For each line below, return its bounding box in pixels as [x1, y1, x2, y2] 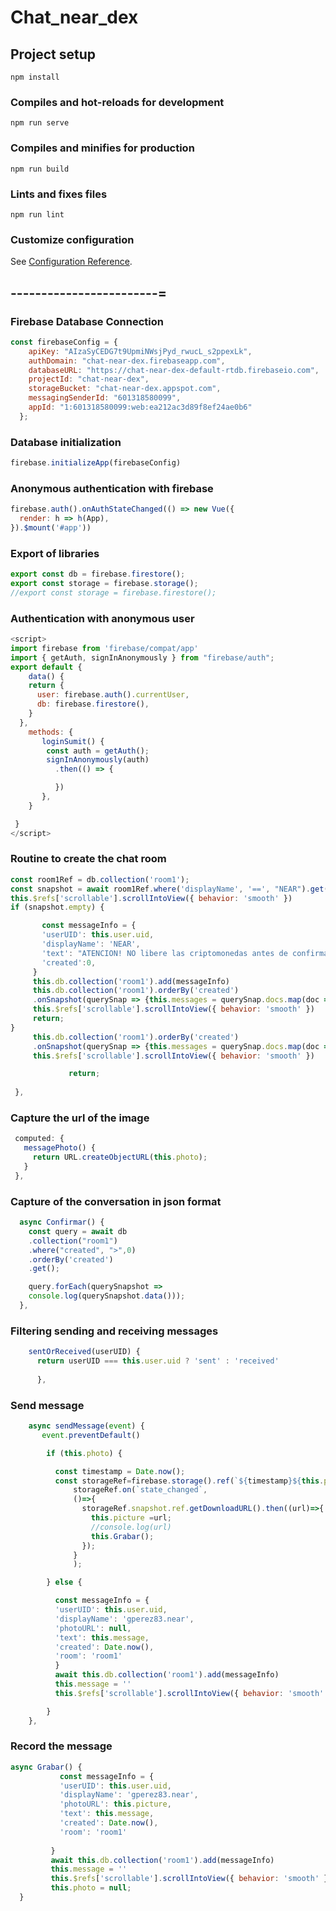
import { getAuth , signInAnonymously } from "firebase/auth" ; [10, 652, 275, 663]
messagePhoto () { [23, 1143, 97, 1153]
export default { [10, 662, 83, 672]
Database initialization [10, 435, 122, 449]
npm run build [10, 164, 70, 174]
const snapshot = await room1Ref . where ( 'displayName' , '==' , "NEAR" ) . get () [10, 884, 333, 894]
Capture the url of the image [10, 1111, 150, 1125]
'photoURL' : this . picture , [59, 1799, 172, 1810]
